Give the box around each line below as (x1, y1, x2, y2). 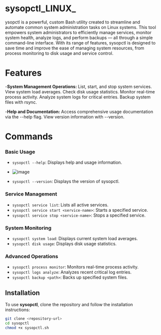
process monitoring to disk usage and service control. (5, 50, 114, 56)
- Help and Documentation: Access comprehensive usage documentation (5, 109, 154, 114)
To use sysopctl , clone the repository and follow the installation (5, 302, 133, 308)
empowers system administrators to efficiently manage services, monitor (5, 29, 152, 35)
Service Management (5, 191, 58, 198)
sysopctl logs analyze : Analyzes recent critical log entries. (12, 269, 132, 275)
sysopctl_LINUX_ (5, 3, 76, 14)
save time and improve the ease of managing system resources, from (5, 45, 145, 51)
